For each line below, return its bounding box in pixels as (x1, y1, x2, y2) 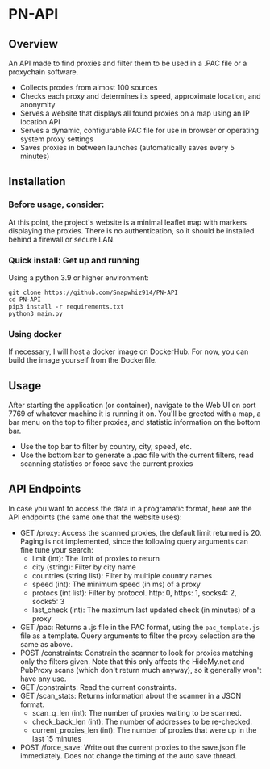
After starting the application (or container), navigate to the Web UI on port (8, 401, 256, 410)
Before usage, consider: (8, 199, 105, 210)
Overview (8, 37, 59, 51)
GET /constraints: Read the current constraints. (19, 682, 177, 691)
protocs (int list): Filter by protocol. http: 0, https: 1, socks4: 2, (31, 587, 237, 598)
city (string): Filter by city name (31, 562, 137, 572)
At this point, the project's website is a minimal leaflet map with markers (8, 217, 247, 227)
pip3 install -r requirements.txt (8, 302, 125, 311)
